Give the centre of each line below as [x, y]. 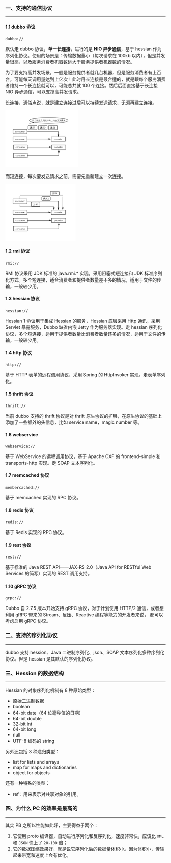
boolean [21, 706]
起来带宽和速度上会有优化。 [42, 855]
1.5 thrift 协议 [19, 394]
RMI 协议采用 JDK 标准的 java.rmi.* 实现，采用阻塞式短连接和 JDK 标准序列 [84, 273]
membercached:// [22, 487]
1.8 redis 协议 [20, 510]
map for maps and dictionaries [45, 767]
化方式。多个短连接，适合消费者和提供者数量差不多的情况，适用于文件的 [81, 280]
